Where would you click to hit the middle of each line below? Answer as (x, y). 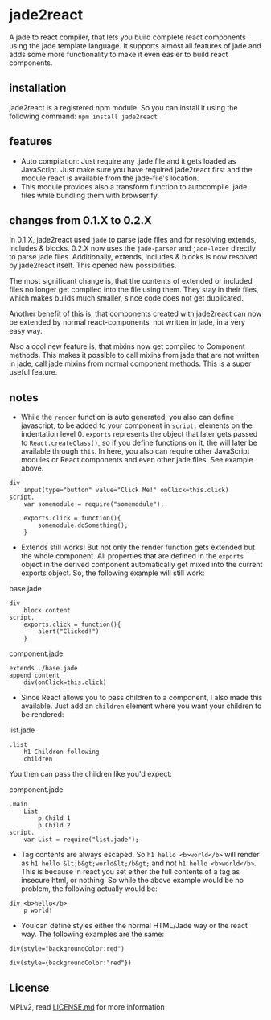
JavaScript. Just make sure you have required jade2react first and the (136, 169)
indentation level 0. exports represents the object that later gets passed (139, 434)
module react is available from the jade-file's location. (110, 178)
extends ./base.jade (44, 669)
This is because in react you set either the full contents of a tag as (130, 872)
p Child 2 (54, 826)
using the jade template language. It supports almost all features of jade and (135, 45)
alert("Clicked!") (69, 632)
